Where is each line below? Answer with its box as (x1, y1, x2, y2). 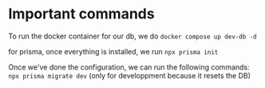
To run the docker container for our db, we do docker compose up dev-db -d (8, 31, 257, 41)
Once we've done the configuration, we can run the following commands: (8, 62, 250, 72)
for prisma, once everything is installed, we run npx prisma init (8, 46, 219, 56)
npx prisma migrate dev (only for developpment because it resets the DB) (8, 70, 251, 80)
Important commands (8, 5, 155, 23)
